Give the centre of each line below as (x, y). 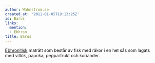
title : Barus (18, 37)
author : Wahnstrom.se (27, 9)
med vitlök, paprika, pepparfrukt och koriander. (52, 55)
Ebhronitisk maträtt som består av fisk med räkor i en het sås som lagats (77, 50)
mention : (18, 28)
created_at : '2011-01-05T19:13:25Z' (42, 14)
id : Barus (15, 18)
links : (12, 23)
